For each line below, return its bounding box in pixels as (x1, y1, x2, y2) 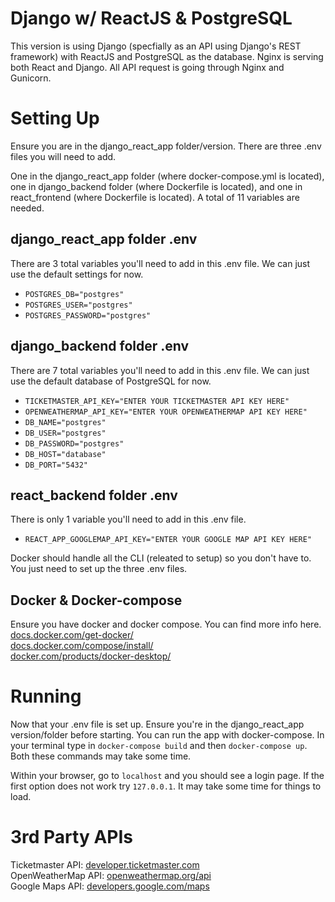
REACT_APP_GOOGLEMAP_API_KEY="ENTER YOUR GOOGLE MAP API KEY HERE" (24, 535, 312, 545)
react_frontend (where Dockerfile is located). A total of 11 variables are (10, 191, 300, 203)
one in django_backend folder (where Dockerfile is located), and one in (10, 180, 303, 192)
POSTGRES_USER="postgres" (24, 300, 133, 310)
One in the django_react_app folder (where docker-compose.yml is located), (10, 170, 325, 182)
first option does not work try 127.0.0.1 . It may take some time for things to (10, 780, 322, 792)
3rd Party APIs (10, 826, 134, 849)
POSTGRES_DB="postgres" (24, 289, 125, 299)
